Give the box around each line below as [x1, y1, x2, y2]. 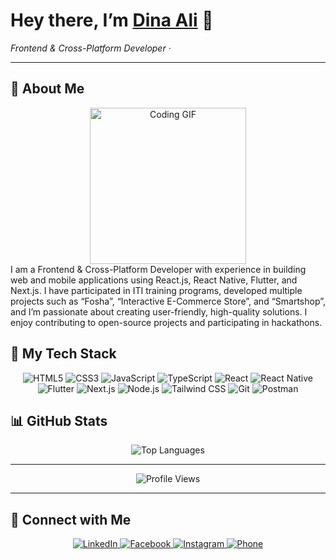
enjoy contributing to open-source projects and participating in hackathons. [10, 316, 323, 328]
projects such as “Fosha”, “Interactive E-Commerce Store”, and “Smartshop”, [10, 295, 326, 307]
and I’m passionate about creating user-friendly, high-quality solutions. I [10, 305, 308, 318]
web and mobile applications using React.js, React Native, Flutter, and [10, 274, 298, 286]
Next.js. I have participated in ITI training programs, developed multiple [10, 284, 303, 296]
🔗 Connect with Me [10, 511, 132, 528]
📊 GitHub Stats [10, 412, 108, 429]
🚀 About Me [10, 80, 85, 98]
